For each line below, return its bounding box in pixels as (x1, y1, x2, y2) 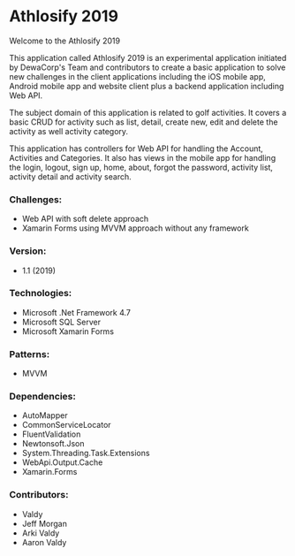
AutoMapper (21, 410, 68, 421)
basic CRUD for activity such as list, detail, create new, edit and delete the (9, 117, 278, 127)
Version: (9, 245, 47, 257)
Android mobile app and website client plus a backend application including (9, 80, 284, 91)
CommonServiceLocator (21, 420, 112, 430)
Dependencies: (9, 391, 77, 403)
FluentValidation (21, 429, 81, 439)
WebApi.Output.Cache (21, 457, 103, 468)
